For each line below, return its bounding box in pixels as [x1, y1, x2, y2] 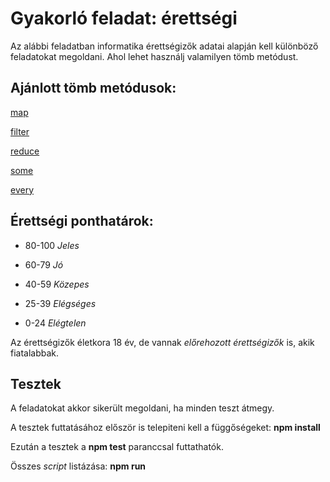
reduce [10, 145, 40, 157]
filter [10, 125, 30, 137]
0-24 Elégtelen [24, 317, 87, 329]
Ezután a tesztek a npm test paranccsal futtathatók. [10, 441, 224, 453]
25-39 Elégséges [24, 297, 97, 309]
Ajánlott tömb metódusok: [10, 80, 177, 97]
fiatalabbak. [10, 347, 60, 359]
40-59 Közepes [24, 278, 90, 290]
